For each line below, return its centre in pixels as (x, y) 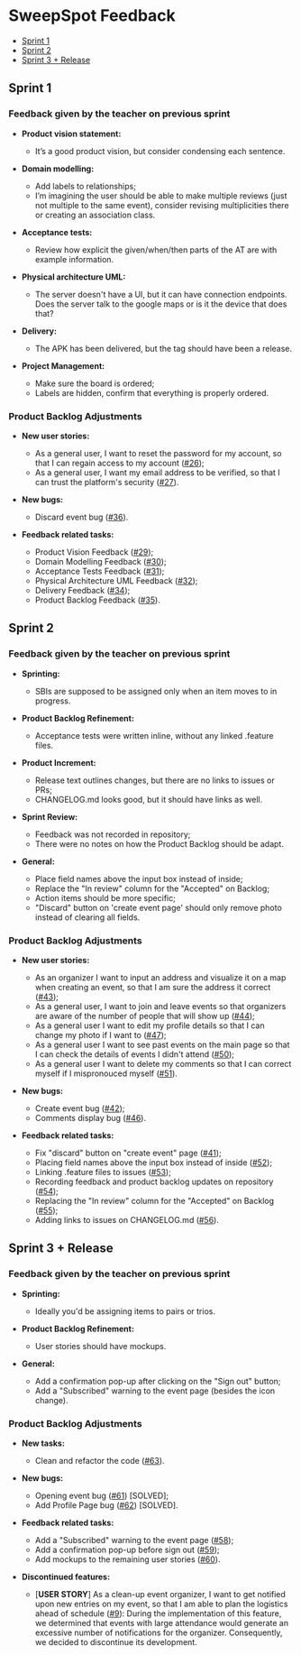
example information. (74, 259)
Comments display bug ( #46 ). (90, 1117)
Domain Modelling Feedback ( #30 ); (101, 561)
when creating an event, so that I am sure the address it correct (153, 987)
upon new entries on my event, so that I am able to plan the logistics (161, 1604)
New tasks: (43, 1443)
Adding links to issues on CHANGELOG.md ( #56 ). (127, 1219)
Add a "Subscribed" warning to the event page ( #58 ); (134, 1540)
